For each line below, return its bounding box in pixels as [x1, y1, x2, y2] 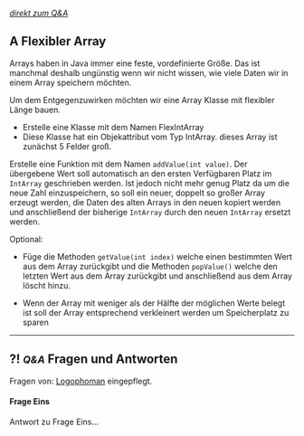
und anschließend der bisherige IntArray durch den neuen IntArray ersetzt [9, 206, 291, 217]
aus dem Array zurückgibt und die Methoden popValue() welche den [22, 261, 278, 271]
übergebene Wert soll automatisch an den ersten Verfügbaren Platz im [9, 167, 272, 179]
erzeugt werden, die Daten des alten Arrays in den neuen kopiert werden [9, 196, 281, 207]
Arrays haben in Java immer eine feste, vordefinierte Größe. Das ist [9, 58, 261, 69]
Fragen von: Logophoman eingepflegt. [9, 375, 153, 386]
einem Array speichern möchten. [9, 77, 132, 88]
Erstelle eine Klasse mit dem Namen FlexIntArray [22, 121, 204, 132]
